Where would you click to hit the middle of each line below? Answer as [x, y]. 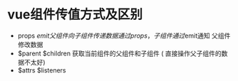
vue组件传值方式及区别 [75, 15]
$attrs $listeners [42, 70]
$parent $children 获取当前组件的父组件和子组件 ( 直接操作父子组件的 [120, 53]
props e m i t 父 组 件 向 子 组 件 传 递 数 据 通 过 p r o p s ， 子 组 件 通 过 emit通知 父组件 [124, 36]
